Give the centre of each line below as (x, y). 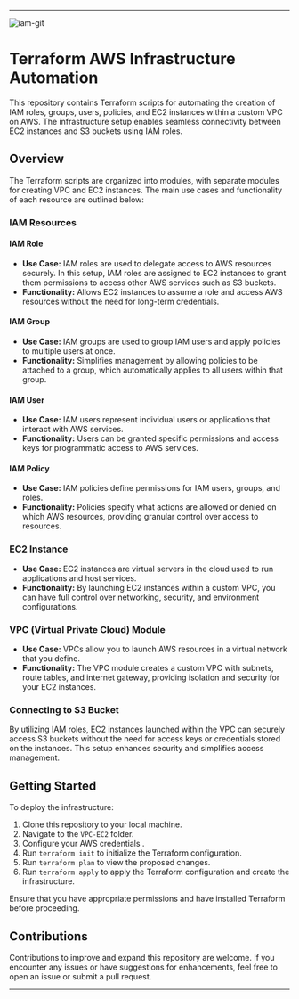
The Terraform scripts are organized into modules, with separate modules (145, 180)
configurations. (50, 606)
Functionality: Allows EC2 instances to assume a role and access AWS (152, 291)
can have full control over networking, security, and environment (141, 597)
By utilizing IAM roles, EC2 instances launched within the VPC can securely (147, 729)
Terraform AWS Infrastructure (122, 59)
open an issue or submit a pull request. (81, 976)
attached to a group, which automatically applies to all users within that (152, 370)
